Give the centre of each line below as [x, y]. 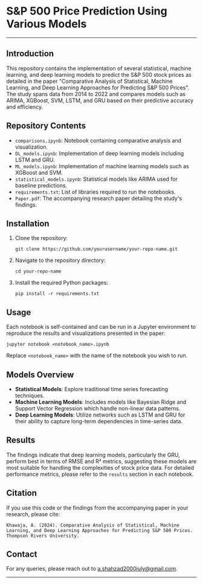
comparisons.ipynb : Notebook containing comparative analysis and [98, 140]
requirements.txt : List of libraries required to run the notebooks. [95, 192]
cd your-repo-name [38, 271]
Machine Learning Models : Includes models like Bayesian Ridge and [101, 402]
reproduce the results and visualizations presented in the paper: [86, 333]
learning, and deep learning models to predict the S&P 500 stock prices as [99, 74]
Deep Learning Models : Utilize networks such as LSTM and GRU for [100, 415]
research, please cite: [33, 514]
